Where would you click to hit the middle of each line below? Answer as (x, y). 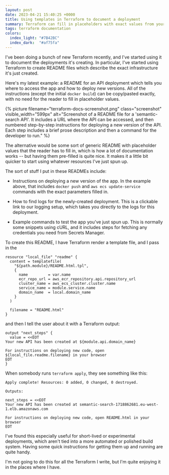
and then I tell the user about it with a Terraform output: (63, 324)
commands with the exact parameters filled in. (61, 192)
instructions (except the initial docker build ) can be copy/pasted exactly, (80, 93)
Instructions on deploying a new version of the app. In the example (81, 181)
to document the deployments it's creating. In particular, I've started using (82, 62)
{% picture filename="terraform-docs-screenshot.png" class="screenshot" (83, 108)
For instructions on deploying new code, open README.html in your (77, 418)
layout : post (19, 10)
